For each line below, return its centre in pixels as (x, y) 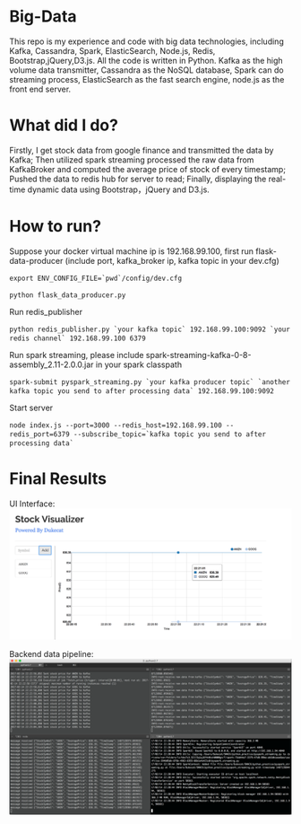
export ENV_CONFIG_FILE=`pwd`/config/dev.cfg (95, 278)
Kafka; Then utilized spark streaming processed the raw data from (132, 160)
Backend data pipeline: (52, 653)
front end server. (40, 89)
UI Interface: (32, 504)
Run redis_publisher (46, 311)
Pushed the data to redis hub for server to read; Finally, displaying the (138, 179)
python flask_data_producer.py (68, 295)
